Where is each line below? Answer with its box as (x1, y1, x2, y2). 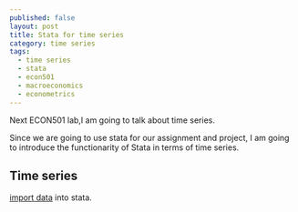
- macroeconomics (17, 81, 84, 90)
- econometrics (17, 89, 76, 98)
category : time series (9, 38, 96, 48)
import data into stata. (9, 192, 93, 203)
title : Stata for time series (9, 30, 125, 39)
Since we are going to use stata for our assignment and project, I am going (9, 132, 290, 143)
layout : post (9, 22, 59, 31)
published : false (9, 13, 76, 23)
